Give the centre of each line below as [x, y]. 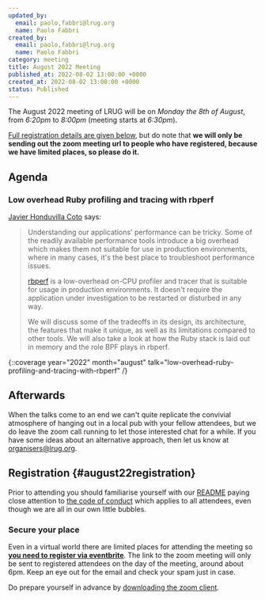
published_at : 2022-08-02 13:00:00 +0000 [78, 74]
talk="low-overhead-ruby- [191, 363]
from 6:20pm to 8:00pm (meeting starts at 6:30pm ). [93, 120]
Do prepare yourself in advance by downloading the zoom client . [114, 587]
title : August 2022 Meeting [55, 67]
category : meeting [38, 60]
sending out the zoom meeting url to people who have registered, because [133, 144]
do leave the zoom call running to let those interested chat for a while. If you [132, 431]
